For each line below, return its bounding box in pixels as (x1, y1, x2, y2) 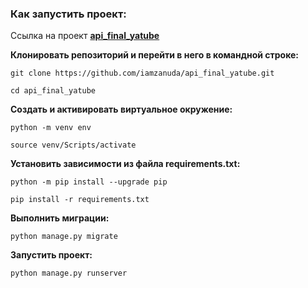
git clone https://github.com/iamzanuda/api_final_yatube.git (10, 68, 275, 79)
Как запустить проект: (10, 7, 127, 21)
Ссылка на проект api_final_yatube (10, 30, 160, 42)
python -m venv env (10, 123, 92, 133)
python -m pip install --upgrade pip (10, 177, 168, 187)
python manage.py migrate (10, 232, 118, 242)
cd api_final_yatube (10, 86, 97, 96)
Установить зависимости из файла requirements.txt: (10, 158, 241, 170)
